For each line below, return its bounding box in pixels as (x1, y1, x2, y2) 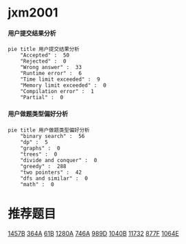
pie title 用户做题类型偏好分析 (8, 126, 90, 134)
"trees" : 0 (20, 150, 58, 158)
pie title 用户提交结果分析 (8, 46, 80, 53)
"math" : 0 (20, 181, 54, 187)
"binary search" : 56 (20, 132, 85, 139)
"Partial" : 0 (20, 94, 64, 101)
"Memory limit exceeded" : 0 (20, 82, 107, 89)
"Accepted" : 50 (20, 52, 70, 59)
